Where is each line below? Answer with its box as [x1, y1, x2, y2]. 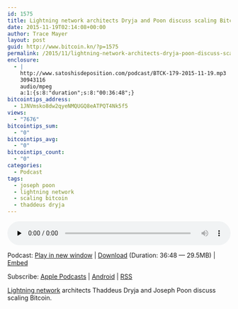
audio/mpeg [20, 83, 52, 90]
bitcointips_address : [7, 96, 72, 103]
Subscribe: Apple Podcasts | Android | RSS [7, 272, 133, 281]
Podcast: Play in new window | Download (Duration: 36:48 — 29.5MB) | [7, 251, 216, 259]
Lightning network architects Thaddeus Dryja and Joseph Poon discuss [7, 286, 216, 294]
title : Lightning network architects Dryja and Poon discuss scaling [7, 17, 217, 24]
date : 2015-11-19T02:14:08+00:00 [7, 23, 106, 30]
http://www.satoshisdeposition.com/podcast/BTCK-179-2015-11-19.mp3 [20, 69, 227, 77]
